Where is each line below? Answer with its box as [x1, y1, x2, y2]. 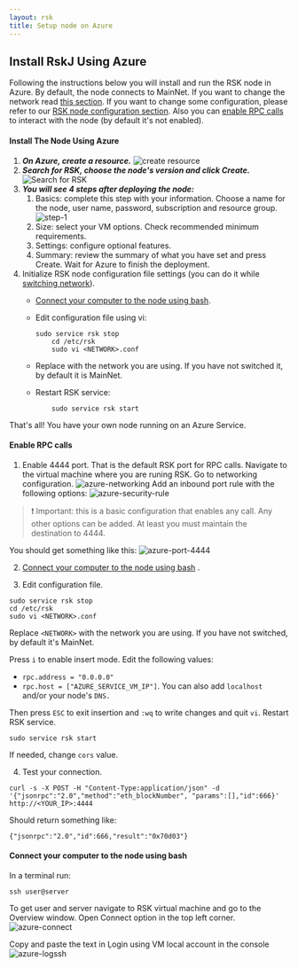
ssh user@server [9, 887, 69, 896]
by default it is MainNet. [35, 370, 122, 380]
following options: [21, 488, 88, 498]
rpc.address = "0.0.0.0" [21, 673, 114, 682]
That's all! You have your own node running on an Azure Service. [9, 419, 247, 430]
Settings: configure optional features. [35, 240, 171, 251]
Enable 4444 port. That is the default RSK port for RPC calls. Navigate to [21, 459, 288, 470]
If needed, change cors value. [9, 749, 118, 760]
